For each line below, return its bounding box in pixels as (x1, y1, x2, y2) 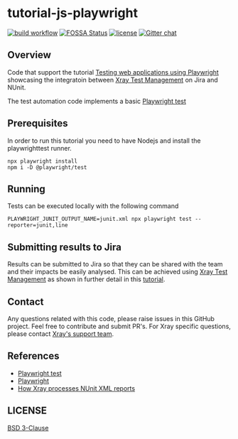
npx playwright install (7, 158, 78, 165)
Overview (7, 49, 52, 61)
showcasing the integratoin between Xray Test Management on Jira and (7, 75, 218, 84)
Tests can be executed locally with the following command (7, 202, 179, 210)
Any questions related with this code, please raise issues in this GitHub (7, 315, 215, 323)
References (7, 350, 60, 362)
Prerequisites (7, 117, 68, 129)
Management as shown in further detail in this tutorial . (7, 275, 166, 283)
